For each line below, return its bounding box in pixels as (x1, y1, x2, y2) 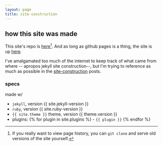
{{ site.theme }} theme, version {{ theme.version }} (12, 111, 117, 117)
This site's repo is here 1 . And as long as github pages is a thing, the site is (5, 42, 152, 49)
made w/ (5, 91, 23, 97)
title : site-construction (5, 12, 57, 17)
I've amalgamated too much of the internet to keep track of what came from (5, 58, 157, 64)
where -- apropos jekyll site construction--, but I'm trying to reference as (5, 63, 151, 69)
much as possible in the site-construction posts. (5, 68, 101, 74)
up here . (5, 48, 22, 54)
